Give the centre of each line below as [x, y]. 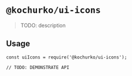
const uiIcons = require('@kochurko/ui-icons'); [67, 57]
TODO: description [43, 25]
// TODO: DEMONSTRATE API [38, 67]
